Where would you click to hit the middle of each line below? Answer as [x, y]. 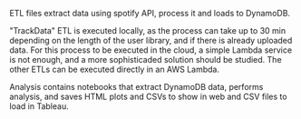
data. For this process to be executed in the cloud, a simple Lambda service [151, 50]
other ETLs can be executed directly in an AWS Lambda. [115, 69]
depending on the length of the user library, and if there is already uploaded [151, 40]
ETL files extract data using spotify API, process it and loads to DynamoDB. [150, 13]
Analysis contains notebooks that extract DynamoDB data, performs [136, 87]
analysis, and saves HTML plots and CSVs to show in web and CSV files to [148, 96]
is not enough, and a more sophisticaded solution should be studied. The [146, 59]
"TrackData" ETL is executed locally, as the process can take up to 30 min [148, 30]
